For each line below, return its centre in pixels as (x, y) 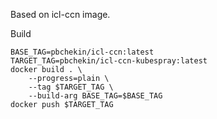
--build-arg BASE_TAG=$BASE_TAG (95, 96)
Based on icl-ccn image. (60, 14)
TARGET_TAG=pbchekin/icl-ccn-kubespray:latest (109, 61)
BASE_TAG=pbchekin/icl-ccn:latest (82, 52)
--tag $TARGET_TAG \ (71, 87)
